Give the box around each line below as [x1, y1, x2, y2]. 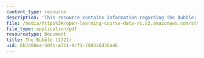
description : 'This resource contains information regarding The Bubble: [6, 14, 197, 21]
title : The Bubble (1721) [6, 37, 72, 43]
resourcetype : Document [6, 31, 67, 37]
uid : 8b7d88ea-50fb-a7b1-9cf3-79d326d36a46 [6, 43, 118, 49]
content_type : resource [6, 8, 67, 15]
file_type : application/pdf [6, 25, 78, 32]
